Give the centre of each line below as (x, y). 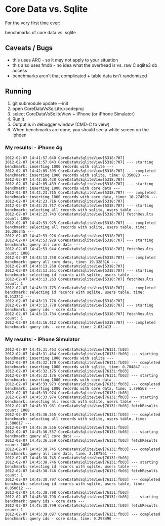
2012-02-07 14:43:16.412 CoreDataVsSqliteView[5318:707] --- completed (80, 322)
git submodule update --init (40, 103)
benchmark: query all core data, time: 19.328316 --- (62, 262)
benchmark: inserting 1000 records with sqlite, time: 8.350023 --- (77, 175)
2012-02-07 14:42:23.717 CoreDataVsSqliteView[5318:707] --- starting (79, 206)
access (20, 70)
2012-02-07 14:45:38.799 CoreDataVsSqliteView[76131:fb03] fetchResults (82, 506)
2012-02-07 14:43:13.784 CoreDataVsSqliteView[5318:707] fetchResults (79, 314)
